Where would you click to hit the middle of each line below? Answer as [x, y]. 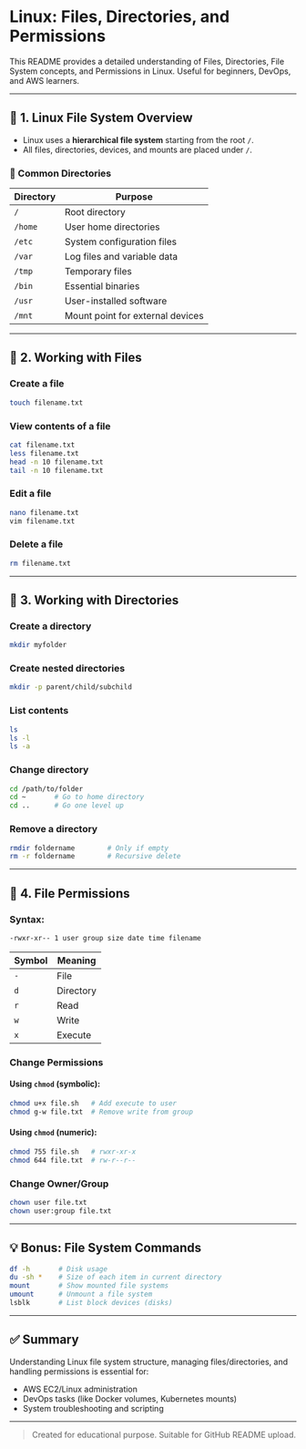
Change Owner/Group [59, 1184]
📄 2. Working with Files [76, 358]
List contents [39, 711]
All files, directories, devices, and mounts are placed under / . [138, 149]
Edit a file [31, 494]
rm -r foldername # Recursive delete [95, 857]
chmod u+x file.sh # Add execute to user [93, 1103]
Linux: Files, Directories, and [120, 17]
